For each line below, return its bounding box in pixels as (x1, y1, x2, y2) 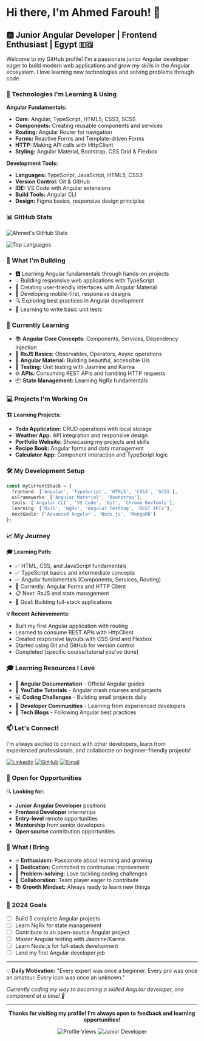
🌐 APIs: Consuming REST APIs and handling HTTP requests (15, 370, 166, 377)
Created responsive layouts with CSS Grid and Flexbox (15, 636, 152, 643)
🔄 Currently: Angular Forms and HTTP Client (15, 583, 126, 590)
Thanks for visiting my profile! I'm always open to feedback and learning (8, 1010, 195, 1017)
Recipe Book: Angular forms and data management (15, 444, 144, 452)
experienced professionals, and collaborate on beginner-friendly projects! (6, 746, 191, 754)
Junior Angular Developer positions (15, 802, 106, 809)
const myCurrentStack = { (6, 483, 72, 489)
